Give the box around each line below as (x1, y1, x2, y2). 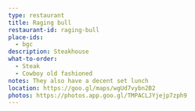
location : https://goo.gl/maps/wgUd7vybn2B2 (8, 84, 156, 92)
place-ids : (8, 33, 44, 41)
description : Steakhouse (8, 48, 89, 55)
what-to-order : (8, 55, 58, 63)
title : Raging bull (8, 19, 72, 27)
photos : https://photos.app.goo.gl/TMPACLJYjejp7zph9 (8, 91, 188, 99)
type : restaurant (8, 11, 65, 20)
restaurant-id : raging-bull (8, 26, 100, 34)
